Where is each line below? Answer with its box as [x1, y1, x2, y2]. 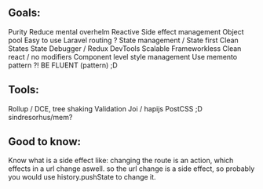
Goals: [8, 6, 41, 20]
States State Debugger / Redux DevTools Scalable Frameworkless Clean [8, 43, 242, 53]
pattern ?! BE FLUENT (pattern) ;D [8, 60, 118, 70]
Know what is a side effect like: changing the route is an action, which [8, 156, 234, 165]
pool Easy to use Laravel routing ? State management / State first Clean [8, 35, 239, 45]
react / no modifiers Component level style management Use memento [8, 52, 238, 61]
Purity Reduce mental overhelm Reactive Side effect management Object [8, 27, 245, 36]
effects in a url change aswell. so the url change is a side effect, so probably [8, 164, 255, 173]
